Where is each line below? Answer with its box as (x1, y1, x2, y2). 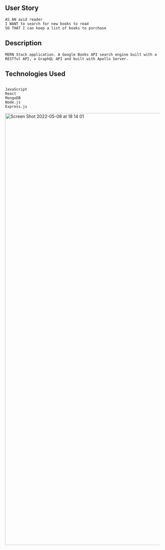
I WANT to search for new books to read (5, 21, 89, 26)
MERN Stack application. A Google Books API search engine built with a (5, 52, 157, 57)
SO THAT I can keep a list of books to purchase (5, 26, 107, 31)
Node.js (5, 100, 21, 105)
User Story (5, 4, 39, 12)
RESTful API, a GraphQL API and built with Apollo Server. (5, 56, 129, 61)
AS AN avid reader (5, 17, 43, 22)
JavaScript (5, 87, 27, 92)
